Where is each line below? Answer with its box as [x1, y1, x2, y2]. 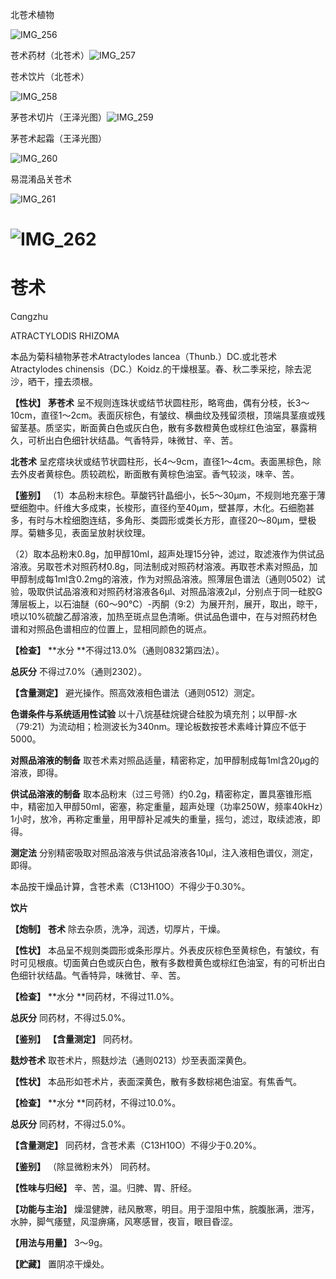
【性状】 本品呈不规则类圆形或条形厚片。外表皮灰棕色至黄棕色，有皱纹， [10, 944, 311, 957]
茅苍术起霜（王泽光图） [10, 133, 107, 144]
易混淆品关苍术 [10, 173, 72, 185]
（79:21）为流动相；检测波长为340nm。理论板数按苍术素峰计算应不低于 [10, 721, 307, 733]
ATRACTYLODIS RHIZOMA [10, 330, 120, 342]
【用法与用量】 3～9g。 [10, 1237, 108, 1249]
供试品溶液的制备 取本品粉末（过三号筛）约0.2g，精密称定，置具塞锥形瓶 [10, 788, 312, 800]
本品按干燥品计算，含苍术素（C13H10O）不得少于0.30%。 [10, 881, 251, 893]
